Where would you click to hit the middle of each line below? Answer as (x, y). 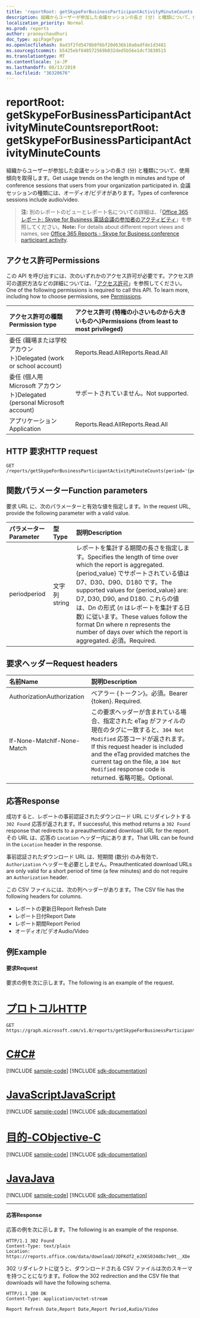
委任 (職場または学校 (38, 340)
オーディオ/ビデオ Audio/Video (52, 931)
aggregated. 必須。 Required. (116, 640)
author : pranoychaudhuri (37, 34)
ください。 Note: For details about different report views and (110, 227)
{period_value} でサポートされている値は (132, 573)
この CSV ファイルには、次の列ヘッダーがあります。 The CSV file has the (95, 890)
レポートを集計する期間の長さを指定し (129, 548)
